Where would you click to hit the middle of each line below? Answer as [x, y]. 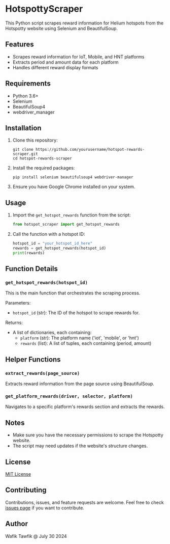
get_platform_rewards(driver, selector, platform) [69, 396]
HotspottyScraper [44, 9]
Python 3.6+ [26, 96]
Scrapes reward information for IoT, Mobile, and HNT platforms [78, 57]
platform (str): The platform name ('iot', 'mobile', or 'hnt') [80, 338]
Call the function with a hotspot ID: [49, 234]
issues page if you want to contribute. [45, 508]
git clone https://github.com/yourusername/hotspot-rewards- [79, 150]
